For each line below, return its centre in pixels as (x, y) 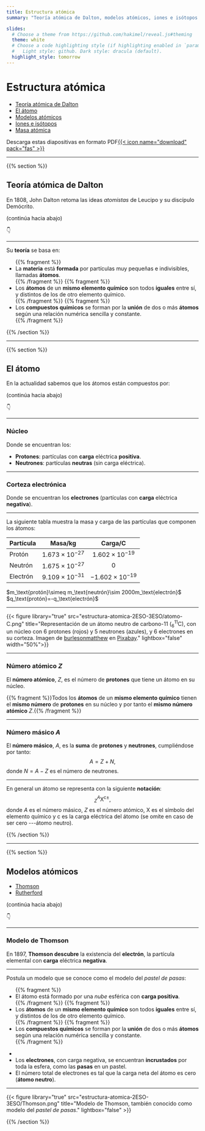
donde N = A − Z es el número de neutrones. (63, 771)
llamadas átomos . (38, 275)
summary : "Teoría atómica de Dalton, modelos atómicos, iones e (90, 18)
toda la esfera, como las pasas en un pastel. (71, 1066)
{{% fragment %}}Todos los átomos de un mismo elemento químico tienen (102, 698)
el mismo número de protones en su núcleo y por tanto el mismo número (99, 704)
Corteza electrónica (36, 484)
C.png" (15, 623)
